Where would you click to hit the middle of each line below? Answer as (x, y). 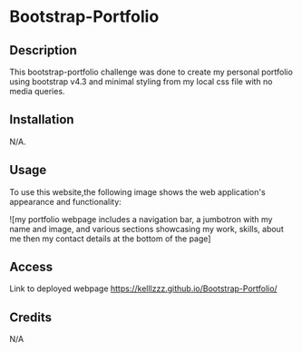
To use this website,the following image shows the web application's (137, 191)
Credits (31, 317)
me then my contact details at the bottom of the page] (110, 239)
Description (43, 50)
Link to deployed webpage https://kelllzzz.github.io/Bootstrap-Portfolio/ (144, 288)
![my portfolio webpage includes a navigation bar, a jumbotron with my (141, 219)
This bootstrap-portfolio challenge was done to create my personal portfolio (151, 72)
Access (31, 267)
